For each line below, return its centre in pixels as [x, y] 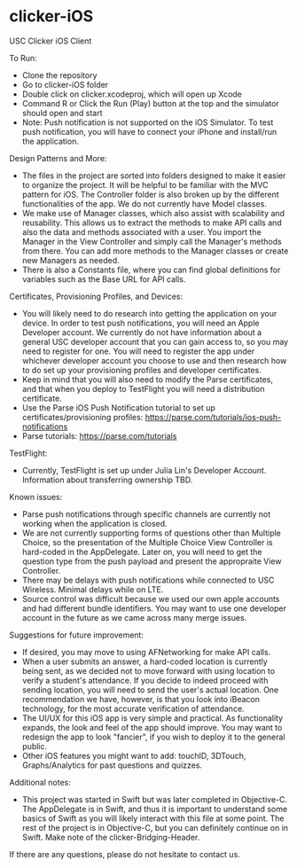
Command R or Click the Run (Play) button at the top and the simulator [150, 103]
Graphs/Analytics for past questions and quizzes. [112, 765]
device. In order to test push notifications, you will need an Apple [141, 323]
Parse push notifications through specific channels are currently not [146, 514]
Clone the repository [59, 75]
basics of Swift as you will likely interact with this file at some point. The [153, 818]
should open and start [62, 113]
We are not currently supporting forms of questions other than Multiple [152, 533]
